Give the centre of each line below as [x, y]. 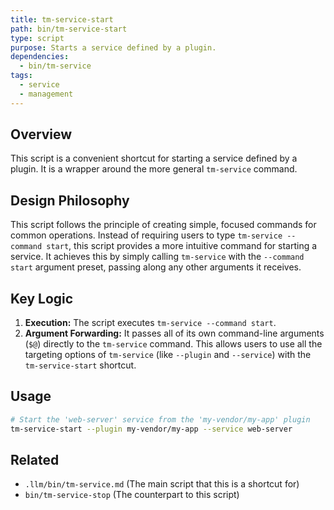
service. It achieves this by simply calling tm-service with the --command [157, 257]
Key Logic [42, 298]
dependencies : [40, 57]
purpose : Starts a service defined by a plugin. [113, 47]
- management [46, 94]
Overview [41, 134]
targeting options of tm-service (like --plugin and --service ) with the [168, 355]
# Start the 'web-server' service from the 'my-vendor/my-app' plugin [160, 419]
